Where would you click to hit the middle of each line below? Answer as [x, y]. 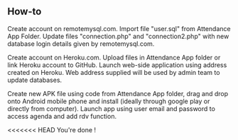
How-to [25, 12]
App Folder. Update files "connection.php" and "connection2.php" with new [118, 36]
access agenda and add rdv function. [62, 116]
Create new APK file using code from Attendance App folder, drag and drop [118, 93]
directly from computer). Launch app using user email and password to [111, 108]
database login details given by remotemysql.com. [81, 43]
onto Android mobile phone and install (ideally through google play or [109, 101]
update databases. [35, 80]
